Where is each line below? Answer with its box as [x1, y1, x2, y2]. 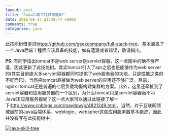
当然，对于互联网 [121, 103, 157, 109]
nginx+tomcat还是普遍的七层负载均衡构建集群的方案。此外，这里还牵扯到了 [5, 83, 163, 89]
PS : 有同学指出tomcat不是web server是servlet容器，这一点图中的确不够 [5, 58, 155, 64]
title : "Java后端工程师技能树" [5, 12, 65, 17]
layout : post [5, 7, 33, 13]
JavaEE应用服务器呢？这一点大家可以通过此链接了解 [5, 96, 114, 102]
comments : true [5, 21, 38, 27]
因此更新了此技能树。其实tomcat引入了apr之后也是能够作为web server [14, 64, 161, 71]
